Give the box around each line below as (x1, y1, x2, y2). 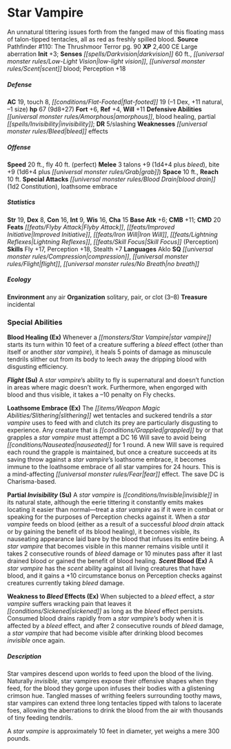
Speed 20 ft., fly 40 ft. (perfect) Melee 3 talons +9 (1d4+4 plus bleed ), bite (7, 160, 220, 169)
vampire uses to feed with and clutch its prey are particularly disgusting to (7, 419, 219, 427)
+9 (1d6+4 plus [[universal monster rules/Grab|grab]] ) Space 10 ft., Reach (7, 167, 219, 176)
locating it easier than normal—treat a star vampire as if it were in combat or (7, 506, 224, 514)
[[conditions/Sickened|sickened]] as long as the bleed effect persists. (7, 607, 205, 616)
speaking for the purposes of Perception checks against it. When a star (7, 513, 210, 521)
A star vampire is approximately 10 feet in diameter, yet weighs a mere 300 (7, 727, 220, 735)
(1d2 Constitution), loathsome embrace (7, 182, 118, 191)
